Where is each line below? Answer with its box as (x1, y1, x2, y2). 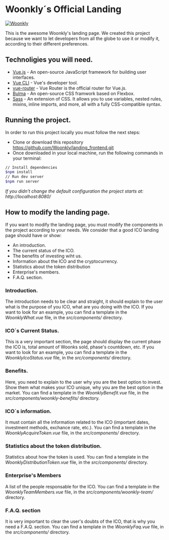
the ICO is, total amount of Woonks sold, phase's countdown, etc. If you (5, 344, 155, 350)
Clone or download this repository (12, 139, 84, 145)
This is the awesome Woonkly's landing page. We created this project (5, 30, 150, 36)
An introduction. (12, 242, 46, 248)
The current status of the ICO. (12, 247, 75, 253)
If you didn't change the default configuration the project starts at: (5, 188, 144, 194)
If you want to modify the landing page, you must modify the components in (5, 221, 163, 228)
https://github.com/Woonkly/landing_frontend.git (12, 144, 114, 150)
